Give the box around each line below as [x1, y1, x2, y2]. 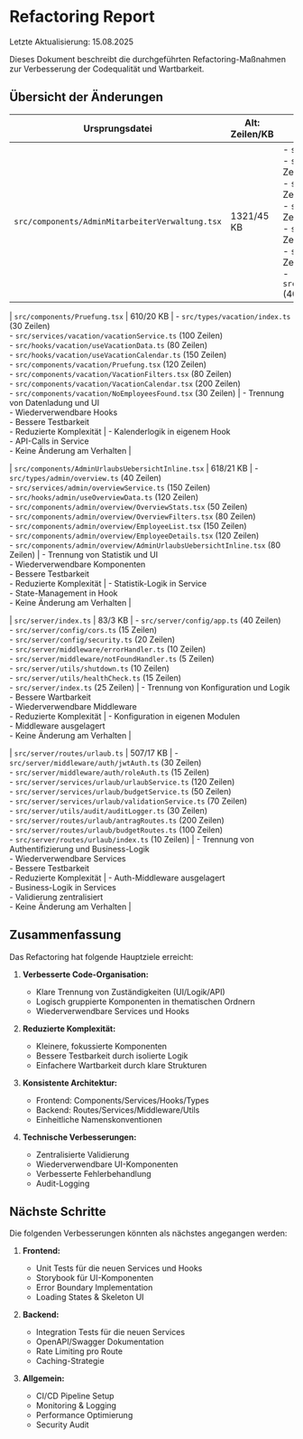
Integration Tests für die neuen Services [35, 1327, 186, 1338]
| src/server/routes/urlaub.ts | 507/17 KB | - [9, 748, 179, 758]
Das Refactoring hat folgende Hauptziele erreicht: [9, 951, 194, 962]
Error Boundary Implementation [35, 1282, 153, 1293]
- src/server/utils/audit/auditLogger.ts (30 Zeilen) [9, 804, 208, 815]
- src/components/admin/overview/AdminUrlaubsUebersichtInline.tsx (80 [9, 540, 281, 550]
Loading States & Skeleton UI [35, 1292, 144, 1303]
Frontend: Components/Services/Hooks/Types [35, 1095, 209, 1105]
